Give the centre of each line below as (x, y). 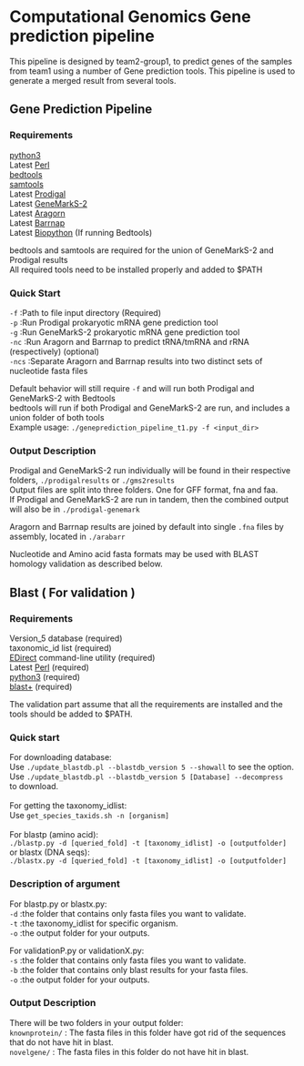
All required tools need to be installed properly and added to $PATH (136, 269)
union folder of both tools (57, 417)
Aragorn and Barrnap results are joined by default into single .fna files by (147, 527)
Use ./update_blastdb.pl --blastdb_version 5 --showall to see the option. (152, 767)
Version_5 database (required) (66, 638)
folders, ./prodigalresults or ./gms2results (92, 481)
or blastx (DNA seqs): (50, 852)
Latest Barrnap (37, 223)
